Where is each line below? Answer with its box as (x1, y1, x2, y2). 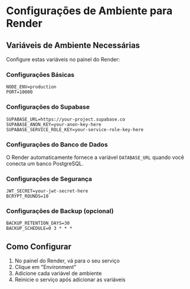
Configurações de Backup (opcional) (6, 207, 114, 215)
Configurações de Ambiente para (6, 4, 173, 18)
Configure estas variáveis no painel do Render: (6, 56, 120, 63)
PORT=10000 (6, 89, 33, 95)
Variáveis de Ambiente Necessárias (6, 40, 140, 50)
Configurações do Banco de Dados (6, 140, 108, 148)
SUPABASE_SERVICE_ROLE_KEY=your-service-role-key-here (6, 126, 144, 132)
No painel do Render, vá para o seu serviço (14, 257, 120, 264)
